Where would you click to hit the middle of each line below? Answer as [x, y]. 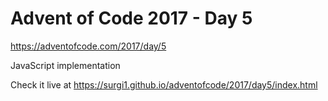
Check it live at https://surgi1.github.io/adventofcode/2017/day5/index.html [164, 84]
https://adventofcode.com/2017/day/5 [88, 46]
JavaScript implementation [65, 65]
